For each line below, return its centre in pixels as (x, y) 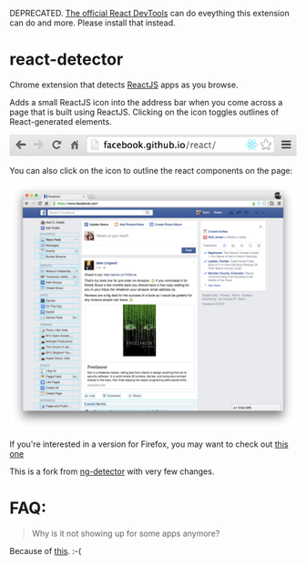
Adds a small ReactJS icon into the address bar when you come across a (146, 102)
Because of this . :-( (46, 551)
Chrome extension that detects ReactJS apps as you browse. (124, 85)
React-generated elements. (61, 121)
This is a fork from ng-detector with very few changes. (112, 471)
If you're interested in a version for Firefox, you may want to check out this (149, 444)
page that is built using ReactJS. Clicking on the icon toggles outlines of (144, 112)
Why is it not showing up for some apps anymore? (126, 534)
